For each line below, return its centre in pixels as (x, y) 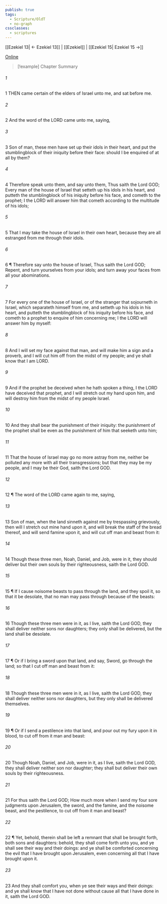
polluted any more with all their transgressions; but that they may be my (79, 463)
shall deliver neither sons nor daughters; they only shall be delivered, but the (83, 629)
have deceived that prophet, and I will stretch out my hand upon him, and (80, 393)
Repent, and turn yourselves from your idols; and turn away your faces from (83, 270)
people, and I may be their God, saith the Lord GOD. (58, 468)
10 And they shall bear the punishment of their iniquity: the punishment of (80, 425)
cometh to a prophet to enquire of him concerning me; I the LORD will (76, 318)
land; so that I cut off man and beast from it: (50, 666)
